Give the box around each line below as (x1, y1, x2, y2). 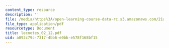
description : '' (5, 12, 39, 17)
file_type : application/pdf (5, 21, 64, 26)
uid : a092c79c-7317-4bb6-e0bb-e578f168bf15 (5, 35, 98, 40)
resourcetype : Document (5, 26, 55, 31)
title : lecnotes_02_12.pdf (5, 30, 62, 35)
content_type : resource (5, 7, 55, 12)
